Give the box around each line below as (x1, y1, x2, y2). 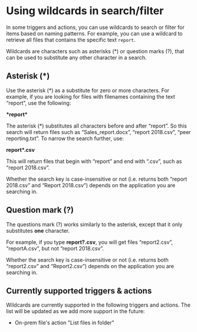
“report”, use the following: (6, 99, 71, 106)
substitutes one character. (6, 227, 70, 234)
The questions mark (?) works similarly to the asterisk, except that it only (6, 220, 183, 228)
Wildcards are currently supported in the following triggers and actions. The (6, 301, 191, 308)
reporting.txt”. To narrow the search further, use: (6, 135, 124, 142)
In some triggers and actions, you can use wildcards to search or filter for (6, 24, 185, 31)
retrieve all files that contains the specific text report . (6, 36, 136, 43)
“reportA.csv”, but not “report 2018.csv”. (6, 245, 104, 252)
